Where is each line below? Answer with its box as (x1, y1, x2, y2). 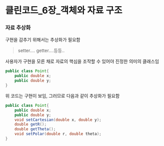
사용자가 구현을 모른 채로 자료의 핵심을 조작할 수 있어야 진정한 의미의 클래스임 (5, 58, 159, 64)
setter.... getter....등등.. (17, 47, 65, 54)
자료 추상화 (5, 24, 31, 31)
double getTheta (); (14, 127, 56, 132)
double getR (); (14, 122, 47, 127)
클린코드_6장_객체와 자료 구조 (5, 5, 123, 16)
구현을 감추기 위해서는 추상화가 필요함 (5, 37, 81, 43)
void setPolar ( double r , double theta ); (14, 131, 102, 137)
